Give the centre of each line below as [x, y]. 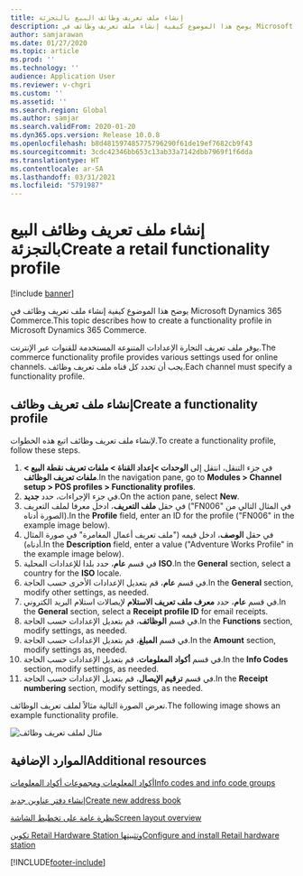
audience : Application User [63, 77]
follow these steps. [45, 450]
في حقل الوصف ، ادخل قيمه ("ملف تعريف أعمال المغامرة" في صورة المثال [148, 534]
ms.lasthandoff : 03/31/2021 [63, 177]
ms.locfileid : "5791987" [57, 186]
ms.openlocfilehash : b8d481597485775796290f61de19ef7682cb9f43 [132, 143]
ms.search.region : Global [59, 110]
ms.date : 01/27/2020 [49, 43]
